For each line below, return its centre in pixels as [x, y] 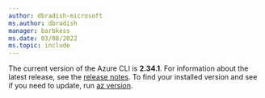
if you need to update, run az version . [71, 86]
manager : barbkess [39, 31]
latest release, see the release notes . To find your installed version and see [133, 77]
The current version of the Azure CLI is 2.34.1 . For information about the [128, 68]
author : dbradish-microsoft [56, 16]
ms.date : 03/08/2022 [43, 38]
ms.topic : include [39, 46]
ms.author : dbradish [43, 23]
